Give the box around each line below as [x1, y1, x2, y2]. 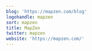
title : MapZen [6, 25, 41, 31]
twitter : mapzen [6, 30, 45, 36]
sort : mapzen [6, 19, 38, 25]
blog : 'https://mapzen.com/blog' [6, 8, 87, 15]
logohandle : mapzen [6, 14, 54, 20]
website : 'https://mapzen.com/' [6, 36, 84, 42]
